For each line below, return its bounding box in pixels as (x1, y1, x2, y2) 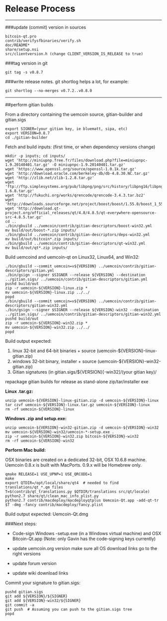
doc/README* (5, 42, 30, 47)
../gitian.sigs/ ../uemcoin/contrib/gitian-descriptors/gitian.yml (5, 277, 148, 282)
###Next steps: (5, 521, 37, 527)
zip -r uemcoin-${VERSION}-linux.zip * (5, 285, 88, 290)
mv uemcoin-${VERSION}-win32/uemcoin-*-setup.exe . (5, 429, 114, 435)
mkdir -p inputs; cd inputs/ (5, 153, 66, 158)
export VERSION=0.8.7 (5, 130, 50, 135)
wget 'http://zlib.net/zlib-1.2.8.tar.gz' (5, 175, 94, 180)
